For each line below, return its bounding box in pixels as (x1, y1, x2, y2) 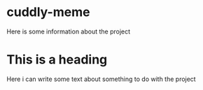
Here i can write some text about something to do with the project (6, 75, 197, 83)
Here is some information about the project (6, 27, 131, 36)
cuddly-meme (6, 4, 90, 20)
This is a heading (6, 52, 108, 68)
